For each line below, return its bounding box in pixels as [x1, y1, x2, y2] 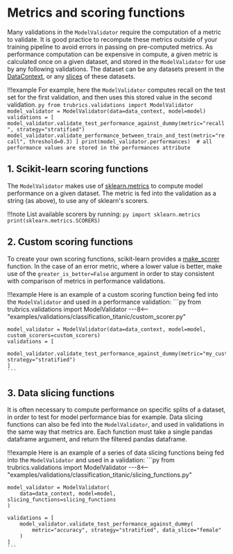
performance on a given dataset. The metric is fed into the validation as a [7, 189, 216, 197]
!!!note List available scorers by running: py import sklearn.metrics [7, 210, 201, 218]
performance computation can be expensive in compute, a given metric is [7, 50, 218, 58]
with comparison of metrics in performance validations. [7, 277, 166, 285]
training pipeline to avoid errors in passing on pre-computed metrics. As [7, 42, 214, 51]
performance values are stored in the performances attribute [7, 144, 191, 151]
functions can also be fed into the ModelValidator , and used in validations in [7, 421, 224, 429]
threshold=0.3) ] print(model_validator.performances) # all [28, 138, 213, 145]
